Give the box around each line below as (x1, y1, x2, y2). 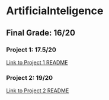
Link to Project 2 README (6, 87, 69, 94)
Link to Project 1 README (6, 59, 68, 66)
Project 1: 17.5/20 (6, 46, 56, 54)
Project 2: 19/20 (6, 73, 53, 82)
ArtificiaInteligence (6, 4, 104, 18)
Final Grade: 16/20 (6, 28, 76, 38)
